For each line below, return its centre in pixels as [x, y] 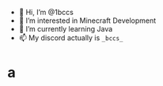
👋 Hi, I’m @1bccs [46, 12]
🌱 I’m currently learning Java [66, 29]
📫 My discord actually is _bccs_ [71, 38]
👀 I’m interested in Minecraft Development [87, 21]
